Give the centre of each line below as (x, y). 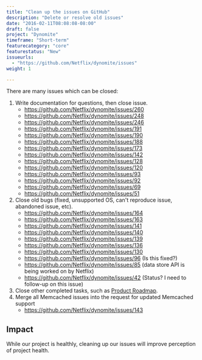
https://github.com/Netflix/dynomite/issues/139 (83, 239)
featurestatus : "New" (34, 52)
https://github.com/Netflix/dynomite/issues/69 (82, 187)
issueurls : (20, 57)
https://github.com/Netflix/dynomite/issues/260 (84, 110)
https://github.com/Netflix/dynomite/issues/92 (82, 181)
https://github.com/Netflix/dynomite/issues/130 (83, 252)
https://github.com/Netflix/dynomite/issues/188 (83, 142)
